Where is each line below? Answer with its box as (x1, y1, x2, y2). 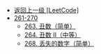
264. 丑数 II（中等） (24, 30, 81, 39)
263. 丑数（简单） (24, 22, 77, 30)
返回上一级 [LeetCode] (13, 6, 79, 14)
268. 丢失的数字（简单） (24, 39, 95, 47)
